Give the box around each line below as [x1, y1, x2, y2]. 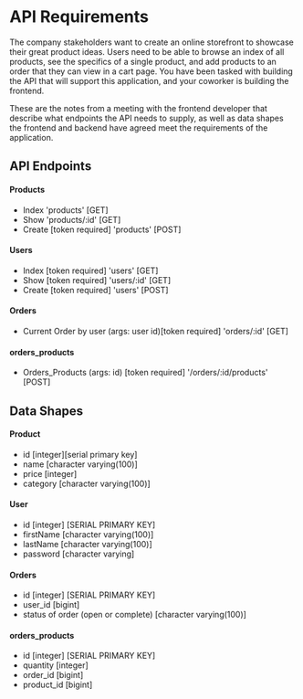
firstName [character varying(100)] [22, 528, 154, 540]
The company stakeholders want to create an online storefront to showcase [9, 37, 295, 48]
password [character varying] [22, 548, 135, 559]
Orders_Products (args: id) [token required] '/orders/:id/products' [22, 367, 268, 378]
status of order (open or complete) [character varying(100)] [22, 609, 246, 620]
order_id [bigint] [22, 670, 84, 681]
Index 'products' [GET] [22, 204, 109, 216]
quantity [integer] [22, 660, 89, 671]
